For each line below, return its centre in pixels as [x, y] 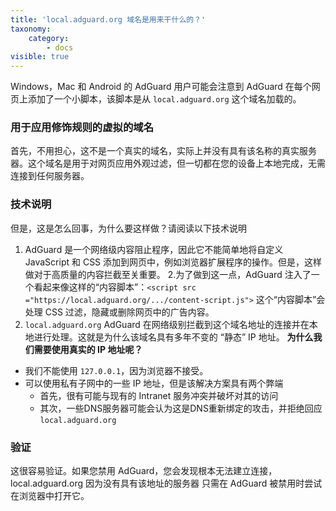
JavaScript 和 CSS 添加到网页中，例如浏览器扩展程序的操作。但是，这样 [173, 262]
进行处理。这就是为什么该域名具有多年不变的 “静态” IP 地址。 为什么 [173, 337]
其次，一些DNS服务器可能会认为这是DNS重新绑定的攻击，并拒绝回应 [181, 408]
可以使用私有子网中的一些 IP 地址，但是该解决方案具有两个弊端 [154, 383]
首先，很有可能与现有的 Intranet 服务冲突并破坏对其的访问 [159, 395]
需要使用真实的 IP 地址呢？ [88, 349]
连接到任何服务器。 [50, 176]
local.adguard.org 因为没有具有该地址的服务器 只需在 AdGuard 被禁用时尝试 [166, 483]
